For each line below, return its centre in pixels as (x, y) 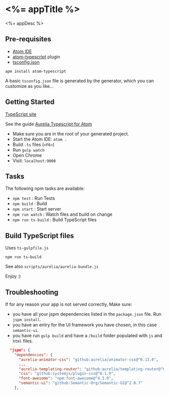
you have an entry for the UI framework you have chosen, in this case (84, 325)
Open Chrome (27, 155)
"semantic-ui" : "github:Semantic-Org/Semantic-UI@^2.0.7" (80, 383)
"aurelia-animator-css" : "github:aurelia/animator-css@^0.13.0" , (88, 360)
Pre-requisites (28, 39)
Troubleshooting (32, 292)
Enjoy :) (13, 276)
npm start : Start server (37, 209)
